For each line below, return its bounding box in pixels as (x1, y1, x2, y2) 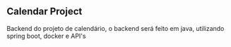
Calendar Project (6, 6, 83, 18)
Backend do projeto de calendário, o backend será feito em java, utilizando (6, 24, 225, 32)
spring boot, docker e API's (6, 32, 86, 40)
